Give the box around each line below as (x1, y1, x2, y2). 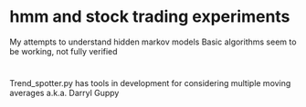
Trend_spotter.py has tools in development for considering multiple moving (9, 78, 291, 89)
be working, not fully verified (9, 45, 118, 56)
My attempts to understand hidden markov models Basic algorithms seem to (9, 36, 297, 47)
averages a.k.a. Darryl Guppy (9, 88, 120, 99)
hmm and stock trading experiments (9, 6, 290, 27)
